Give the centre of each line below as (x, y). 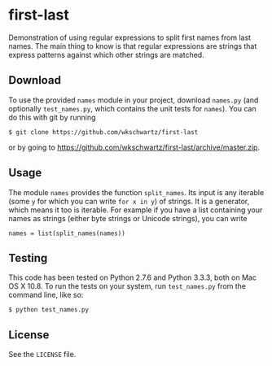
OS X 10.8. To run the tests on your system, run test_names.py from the (127, 286)
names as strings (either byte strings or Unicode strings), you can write (128, 218)
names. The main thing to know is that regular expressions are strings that (133, 46)
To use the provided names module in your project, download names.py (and (134, 100)
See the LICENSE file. (42, 355)
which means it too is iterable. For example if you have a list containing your (136, 210)
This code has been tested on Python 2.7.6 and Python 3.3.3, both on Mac (132, 277)
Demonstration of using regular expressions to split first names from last (129, 37)
